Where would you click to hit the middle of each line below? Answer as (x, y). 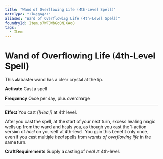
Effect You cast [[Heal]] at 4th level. (41, 112)
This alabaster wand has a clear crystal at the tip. (54, 79)
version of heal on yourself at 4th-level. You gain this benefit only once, (77, 131)
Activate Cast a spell (26, 89)
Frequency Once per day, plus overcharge (48, 98)
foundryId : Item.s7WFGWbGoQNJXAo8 (40, 23)
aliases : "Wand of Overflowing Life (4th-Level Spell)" (63, 18)
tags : (10, 28)
